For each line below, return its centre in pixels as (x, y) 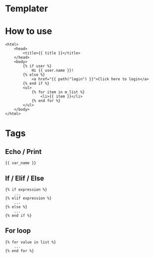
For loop (18, 231)
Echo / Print (23, 152)
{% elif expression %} (28, 198)
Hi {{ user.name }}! (53, 71)
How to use (29, 31)
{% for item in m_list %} (58, 92)
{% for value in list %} (31, 242)
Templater (27, 9)
